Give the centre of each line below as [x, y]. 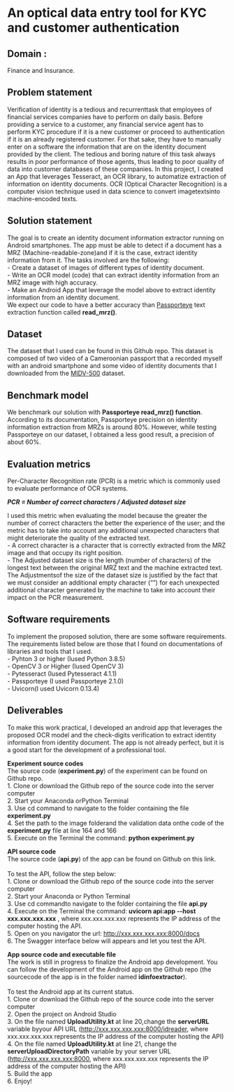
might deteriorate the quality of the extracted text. [79, 538]
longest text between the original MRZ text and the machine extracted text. [115, 568]
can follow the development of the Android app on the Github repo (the [109, 969]
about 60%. [24, 442]
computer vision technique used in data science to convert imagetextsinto [114, 191]
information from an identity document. [64, 297]
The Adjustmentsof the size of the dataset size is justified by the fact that [112, 575]
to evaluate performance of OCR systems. [68, 489]
